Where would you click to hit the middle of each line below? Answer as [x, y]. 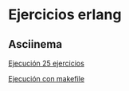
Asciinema [35, 44]
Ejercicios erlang [65, 15]
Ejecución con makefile [47, 79]
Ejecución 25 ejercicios [47, 63]
